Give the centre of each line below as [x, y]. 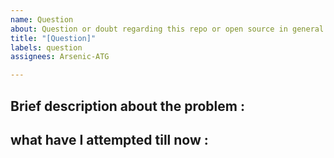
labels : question [46, 47]
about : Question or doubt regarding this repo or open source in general [167, 29]
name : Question [42, 19]
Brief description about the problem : [127, 106]
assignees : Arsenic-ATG [60, 57]
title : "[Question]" [53, 38]
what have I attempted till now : [109, 139]
